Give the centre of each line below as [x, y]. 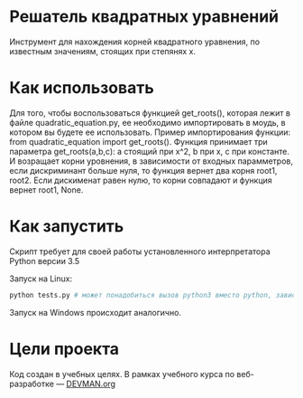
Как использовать [82, 88]
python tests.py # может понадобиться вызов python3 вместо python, [141, 295]
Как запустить [67, 227]
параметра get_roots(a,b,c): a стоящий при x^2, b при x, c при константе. [150, 151]
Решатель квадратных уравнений [144, 17]
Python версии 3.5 [45, 261]
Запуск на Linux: [41, 279]
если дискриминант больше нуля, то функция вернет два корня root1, [143, 170]
